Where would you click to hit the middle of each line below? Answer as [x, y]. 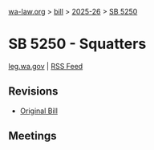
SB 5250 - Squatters [77, 44]
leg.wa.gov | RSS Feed [46, 66]
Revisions [33, 91]
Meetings [33, 136]
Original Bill [39, 111]
